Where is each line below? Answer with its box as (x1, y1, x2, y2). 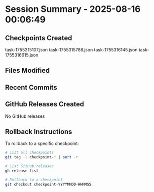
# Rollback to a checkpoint (5, 177, 63, 182)
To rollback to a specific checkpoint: (5, 141, 79, 146)
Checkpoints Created (5, 34, 73, 42)
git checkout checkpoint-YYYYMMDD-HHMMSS (5, 182, 92, 187)
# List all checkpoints (5, 150, 54, 155)
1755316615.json (5, 52, 38, 58)
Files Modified (5, 66, 50, 75)
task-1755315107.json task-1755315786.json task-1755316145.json (5, 47, 138, 52)
